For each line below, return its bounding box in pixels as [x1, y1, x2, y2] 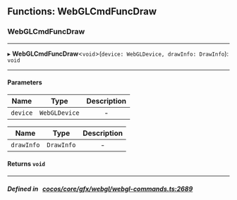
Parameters [7, 78, 42, 87]
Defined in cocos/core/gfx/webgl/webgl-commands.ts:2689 [7, 185, 193, 193]
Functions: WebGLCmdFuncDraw [7, 6, 157, 18]
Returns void [7, 160, 46, 168]
